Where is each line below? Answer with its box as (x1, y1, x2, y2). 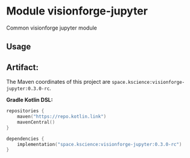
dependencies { (6, 136, 45, 142)
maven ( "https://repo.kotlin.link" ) (17, 113, 107, 120)
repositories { (6, 108, 45, 114)
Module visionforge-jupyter (6, 4, 148, 18)
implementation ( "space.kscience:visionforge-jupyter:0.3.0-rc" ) (17, 141, 182, 147)
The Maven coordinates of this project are (6, 78, 110, 86)
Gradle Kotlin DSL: (6, 96, 53, 104)
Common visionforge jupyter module (6, 24, 98, 31)
